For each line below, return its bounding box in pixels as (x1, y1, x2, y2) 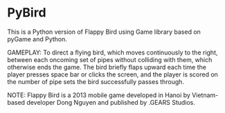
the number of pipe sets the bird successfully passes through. (7, 77, 185, 85)
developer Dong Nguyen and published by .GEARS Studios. (26, 98, 196, 106)
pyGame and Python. (7, 34, 68, 43)
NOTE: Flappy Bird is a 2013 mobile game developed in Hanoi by (7, 91, 190, 99)
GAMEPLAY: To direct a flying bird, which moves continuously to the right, (7, 48, 218, 56)
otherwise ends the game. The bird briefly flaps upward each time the (7, 63, 206, 71)
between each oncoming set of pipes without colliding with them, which (7, 55, 213, 63)
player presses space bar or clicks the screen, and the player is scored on (7, 70, 218, 79)
